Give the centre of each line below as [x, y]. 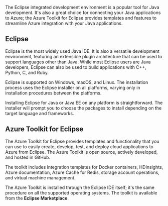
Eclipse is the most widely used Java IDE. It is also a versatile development [82, 51]
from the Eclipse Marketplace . [37, 198]
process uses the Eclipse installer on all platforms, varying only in [73, 87]
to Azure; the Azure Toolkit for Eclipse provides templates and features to [81, 18]
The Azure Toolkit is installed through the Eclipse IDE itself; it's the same [80, 187]
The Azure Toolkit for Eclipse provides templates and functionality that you [82, 141]
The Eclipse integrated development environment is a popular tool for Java [82, 7]
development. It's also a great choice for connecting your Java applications [83, 13]
